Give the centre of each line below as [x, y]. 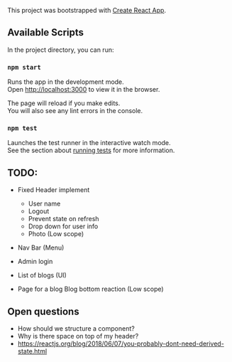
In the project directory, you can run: [61, 50]
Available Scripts [45, 32]
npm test [22, 128]
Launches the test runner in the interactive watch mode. [89, 143]
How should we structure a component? [76, 329]
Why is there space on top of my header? [78, 336]
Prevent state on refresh [63, 219]
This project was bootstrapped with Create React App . [87, 10]
